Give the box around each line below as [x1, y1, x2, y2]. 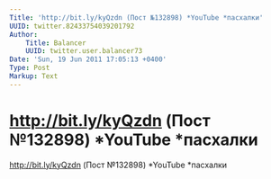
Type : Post [9, 64, 50, 73]
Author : [9, 30, 39, 39]
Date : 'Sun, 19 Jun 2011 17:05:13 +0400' [9, 55, 167, 64]
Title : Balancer [25, 38, 87, 48]
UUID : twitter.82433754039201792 [9, 22, 135, 31]
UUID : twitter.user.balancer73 [25, 47, 143, 56]
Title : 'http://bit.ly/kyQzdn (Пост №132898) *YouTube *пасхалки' [9, 13, 264, 22]
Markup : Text [9, 72, 59, 81]
